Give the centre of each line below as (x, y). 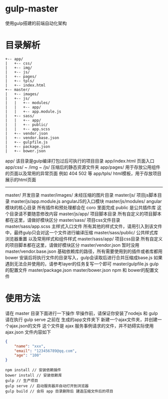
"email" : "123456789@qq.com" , (46, 351)
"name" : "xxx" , (30, 346)
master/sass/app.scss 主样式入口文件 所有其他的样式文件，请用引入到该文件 (84, 226)
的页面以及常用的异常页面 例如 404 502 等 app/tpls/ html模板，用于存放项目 (83, 173)
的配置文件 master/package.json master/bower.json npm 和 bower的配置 (80, 270)
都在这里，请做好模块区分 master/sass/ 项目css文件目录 (63, 220)
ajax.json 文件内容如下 (28, 332)
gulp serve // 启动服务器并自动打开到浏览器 (47, 386)
